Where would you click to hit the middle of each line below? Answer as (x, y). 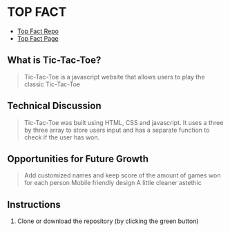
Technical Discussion (54, 106)
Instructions (34, 204)
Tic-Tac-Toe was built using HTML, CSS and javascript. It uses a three (124, 122)
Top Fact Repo (38, 31)
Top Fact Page (38, 38)
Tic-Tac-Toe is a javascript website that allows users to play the (114, 77)
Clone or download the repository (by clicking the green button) (108, 221)
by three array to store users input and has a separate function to (117, 130)
